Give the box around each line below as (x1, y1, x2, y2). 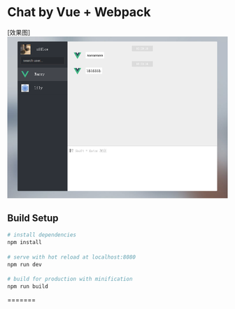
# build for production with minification (7, 275, 133, 283)
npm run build (7, 283, 49, 290)
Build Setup (7, 212, 59, 224)
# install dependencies (7, 231, 77, 238)
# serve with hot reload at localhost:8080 (7, 253, 136, 261)
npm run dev (7, 261, 42, 268)
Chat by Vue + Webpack (7, 4, 152, 20)
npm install (7, 239, 42, 246)
